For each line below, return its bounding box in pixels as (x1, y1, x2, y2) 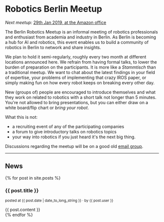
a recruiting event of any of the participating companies (12, 123, 124, 129)
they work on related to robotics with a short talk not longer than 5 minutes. (5, 94, 157, 100)
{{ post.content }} (5, 207, 41, 213)
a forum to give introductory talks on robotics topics (12, 129, 117, 134)
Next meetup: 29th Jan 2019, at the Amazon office (5, 19, 106, 25)
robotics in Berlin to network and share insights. (5, 44, 102, 50)
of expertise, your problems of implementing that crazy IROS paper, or (5, 74, 146, 80)
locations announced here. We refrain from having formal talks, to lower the (5, 59, 157, 65)
